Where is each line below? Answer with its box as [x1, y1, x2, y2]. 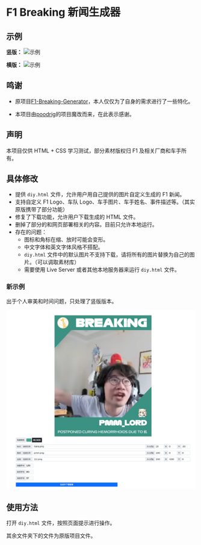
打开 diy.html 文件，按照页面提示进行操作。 [6, 519, 116, 527]
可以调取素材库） [37, 258, 80, 266]
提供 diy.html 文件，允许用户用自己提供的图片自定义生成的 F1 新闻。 [14, 191, 185, 198]
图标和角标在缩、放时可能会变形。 [23, 236, 109, 243]
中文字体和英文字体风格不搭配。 [23, 243, 104, 251]
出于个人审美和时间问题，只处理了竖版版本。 [6, 297, 117, 305]
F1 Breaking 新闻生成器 [6, 5, 121, 19]
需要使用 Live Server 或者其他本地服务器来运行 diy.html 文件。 [23, 266, 181, 273]
